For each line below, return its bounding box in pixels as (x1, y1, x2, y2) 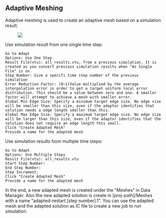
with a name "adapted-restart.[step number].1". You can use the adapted (5, 198, 154, 204)
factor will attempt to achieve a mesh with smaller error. (5, 95, 133, 100)
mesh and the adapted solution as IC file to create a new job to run (5, 203, 142, 209)
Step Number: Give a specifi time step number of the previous (5, 73, 139, 78)
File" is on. (5, 68, 32, 74)
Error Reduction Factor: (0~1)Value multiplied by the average (5, 82, 139, 87)
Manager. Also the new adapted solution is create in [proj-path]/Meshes (5, 192, 153, 198)
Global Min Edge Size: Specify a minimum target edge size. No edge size (5, 99, 162, 104)
